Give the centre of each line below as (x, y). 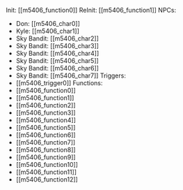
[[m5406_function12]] (47, 180)
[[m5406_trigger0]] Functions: (59, 83)
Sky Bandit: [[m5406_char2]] (57, 38)
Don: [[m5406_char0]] (48, 23)
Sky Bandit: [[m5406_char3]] (57, 46)
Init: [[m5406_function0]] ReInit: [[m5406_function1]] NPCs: (91, 10)
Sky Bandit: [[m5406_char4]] (57, 53)
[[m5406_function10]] (47, 165)
